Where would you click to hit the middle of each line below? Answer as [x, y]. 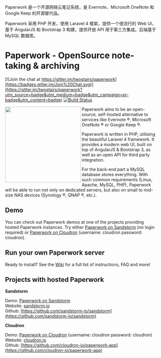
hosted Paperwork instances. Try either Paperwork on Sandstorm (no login [80, 227]
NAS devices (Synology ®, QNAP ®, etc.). [56, 195]
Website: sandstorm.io [27, 306]
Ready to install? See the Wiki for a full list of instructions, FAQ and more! [78, 264]
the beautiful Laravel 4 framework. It [118, 139]
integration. [93, 160]
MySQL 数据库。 [22, 36]
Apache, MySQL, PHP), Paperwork [116, 185]
